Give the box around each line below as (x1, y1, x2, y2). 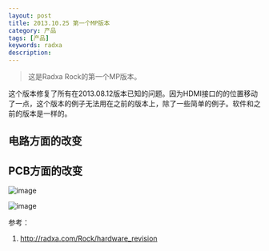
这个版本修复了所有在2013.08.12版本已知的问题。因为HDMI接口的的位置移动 (8, 89, 259, 98)
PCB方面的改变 (8, 164, 83, 177)
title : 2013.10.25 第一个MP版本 (8, 19, 110, 27)
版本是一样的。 (22, 109, 72, 118)
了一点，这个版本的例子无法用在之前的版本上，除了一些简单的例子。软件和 (8, 99, 254, 108)
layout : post (8, 11, 52, 20)
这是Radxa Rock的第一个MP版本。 (27, 72, 142, 81)
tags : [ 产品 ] (8, 34, 50, 42)
